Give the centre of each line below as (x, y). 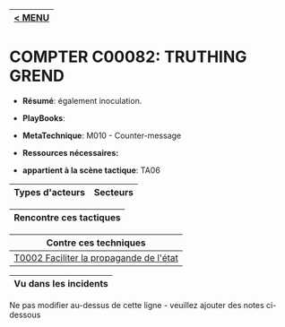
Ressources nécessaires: (70, 152)
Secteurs (114, 192)
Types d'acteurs (50, 192)
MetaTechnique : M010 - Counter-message (102, 135)
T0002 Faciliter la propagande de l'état (96, 257)
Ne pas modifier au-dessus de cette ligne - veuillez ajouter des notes (137, 305)
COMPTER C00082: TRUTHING (128, 57)
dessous (25, 314)
